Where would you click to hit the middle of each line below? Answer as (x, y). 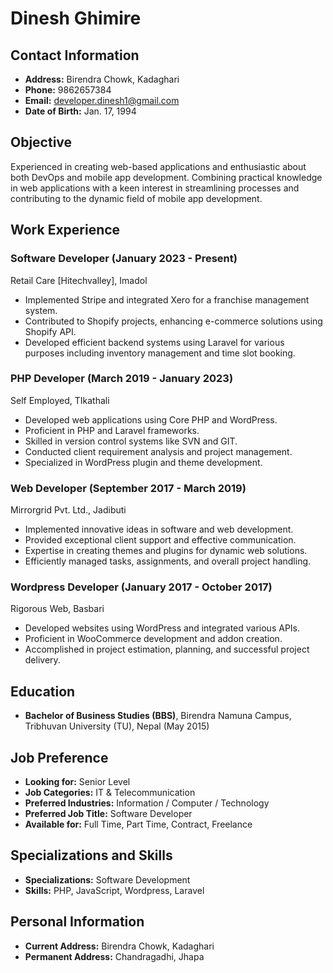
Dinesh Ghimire (76, 18)
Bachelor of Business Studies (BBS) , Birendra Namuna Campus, (158, 716)
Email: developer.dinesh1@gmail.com (102, 100)
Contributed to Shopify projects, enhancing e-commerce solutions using (173, 321)
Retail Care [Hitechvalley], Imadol (79, 280)
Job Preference (59, 757)
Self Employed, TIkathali (60, 400)
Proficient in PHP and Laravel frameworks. (112, 430)
